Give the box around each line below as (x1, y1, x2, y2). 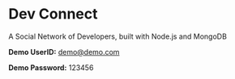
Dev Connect (8, 5, 98, 23)
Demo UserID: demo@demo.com (8, 47, 120, 56)
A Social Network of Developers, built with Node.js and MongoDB (8, 31, 227, 41)
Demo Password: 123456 (8, 62, 94, 73)
